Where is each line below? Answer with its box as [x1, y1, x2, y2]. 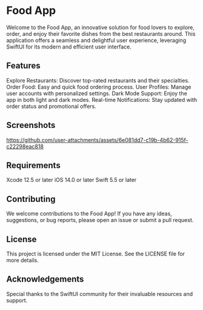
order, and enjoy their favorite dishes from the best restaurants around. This [6, 30, 196, 37]
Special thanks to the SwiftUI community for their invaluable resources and [6, 290, 193, 297]
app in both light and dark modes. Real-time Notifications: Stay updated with [6, 96, 198, 103]
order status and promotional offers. [6, 103, 97, 110]
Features [6, 61, 41, 71]
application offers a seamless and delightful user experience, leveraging [6, 36, 187, 44]
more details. [6, 257, 39, 264]
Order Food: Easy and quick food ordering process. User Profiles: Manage [6, 83, 191, 90]
